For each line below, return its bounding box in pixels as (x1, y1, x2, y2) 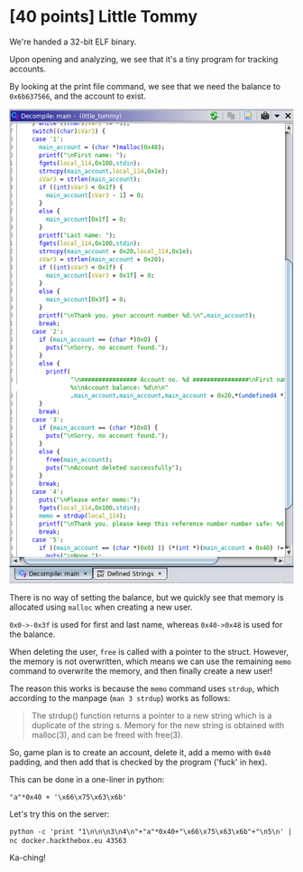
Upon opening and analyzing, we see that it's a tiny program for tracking (9, 53, 279, 64)
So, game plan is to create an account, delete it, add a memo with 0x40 (9, 746, 271, 757)
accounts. (9, 63, 47, 74)
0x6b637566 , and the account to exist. (9, 90, 147, 101)
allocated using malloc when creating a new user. (9, 602, 193, 612)
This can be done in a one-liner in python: (9, 773, 165, 784)
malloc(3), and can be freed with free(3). (31, 729, 183, 740)
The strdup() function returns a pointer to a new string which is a (31, 710, 272, 721)
